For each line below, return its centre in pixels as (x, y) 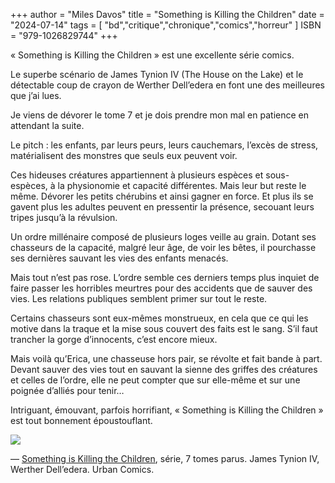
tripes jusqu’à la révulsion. (64, 217)
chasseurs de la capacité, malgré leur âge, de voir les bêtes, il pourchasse (163, 247)
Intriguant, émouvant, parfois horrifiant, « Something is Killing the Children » (167, 410)
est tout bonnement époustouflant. (81, 420)
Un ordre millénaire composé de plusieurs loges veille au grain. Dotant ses (163, 237)
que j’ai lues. (36, 95)
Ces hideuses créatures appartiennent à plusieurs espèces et (137, 175)
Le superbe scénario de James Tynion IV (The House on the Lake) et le (157, 74)
